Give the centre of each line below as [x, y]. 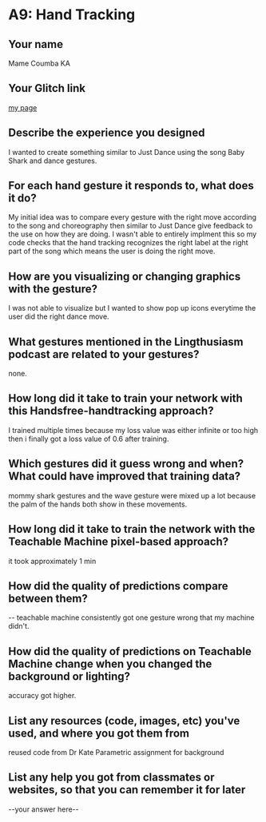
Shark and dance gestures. [53, 161]
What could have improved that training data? [125, 477]
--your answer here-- [44, 809]
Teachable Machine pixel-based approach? [119, 542]
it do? [23, 199]
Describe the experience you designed [107, 133]
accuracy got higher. [42, 696]
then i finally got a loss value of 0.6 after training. [89, 439]
